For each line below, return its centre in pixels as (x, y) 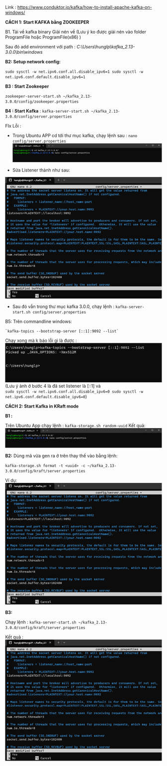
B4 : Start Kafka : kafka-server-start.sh (47, 111)
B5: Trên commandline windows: (39, 321)
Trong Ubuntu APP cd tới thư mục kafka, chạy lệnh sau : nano (75, 136)
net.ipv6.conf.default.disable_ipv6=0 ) (46, 396)
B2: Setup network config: (33, 62)
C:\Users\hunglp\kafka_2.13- (106, 47)
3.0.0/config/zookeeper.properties (42, 102)
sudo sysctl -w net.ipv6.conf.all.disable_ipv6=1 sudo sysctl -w (74, 72)
